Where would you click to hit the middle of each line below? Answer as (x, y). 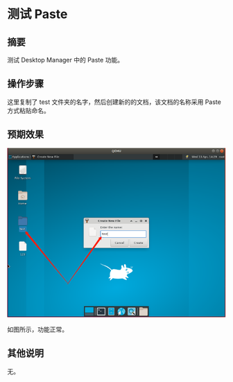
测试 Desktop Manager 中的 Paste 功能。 (65, 60)
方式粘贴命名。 (28, 110)
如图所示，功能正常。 (37, 329)
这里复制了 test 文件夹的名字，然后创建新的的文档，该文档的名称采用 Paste (114, 102)
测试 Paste (37, 14)
